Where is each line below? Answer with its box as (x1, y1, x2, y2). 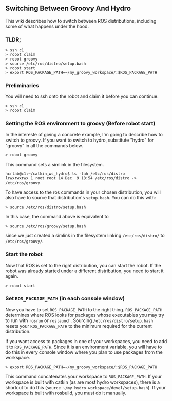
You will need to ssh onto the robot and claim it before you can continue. (5, 93, 159, 99)
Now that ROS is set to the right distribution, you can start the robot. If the (5, 263, 161, 268)
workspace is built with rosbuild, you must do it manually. (5, 390, 127, 396)
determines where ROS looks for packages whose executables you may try (5, 312, 164, 318)
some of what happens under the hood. (5, 23, 89, 29)
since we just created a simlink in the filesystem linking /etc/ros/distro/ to (5, 232, 165, 238)
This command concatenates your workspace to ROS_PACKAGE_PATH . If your (5, 374, 162, 380)
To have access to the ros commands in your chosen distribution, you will (5, 189, 161, 195)
